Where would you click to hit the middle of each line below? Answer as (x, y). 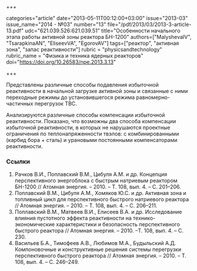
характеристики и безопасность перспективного (118, 224)
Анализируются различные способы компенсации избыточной (86, 115)
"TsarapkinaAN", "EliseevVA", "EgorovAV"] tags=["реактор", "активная (93, 43)
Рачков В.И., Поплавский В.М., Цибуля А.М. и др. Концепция (91, 174)
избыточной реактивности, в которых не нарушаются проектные (88, 128)
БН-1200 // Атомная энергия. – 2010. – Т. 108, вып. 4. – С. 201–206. (98, 187)
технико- (144, 218)
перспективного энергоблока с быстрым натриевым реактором (96, 181)
